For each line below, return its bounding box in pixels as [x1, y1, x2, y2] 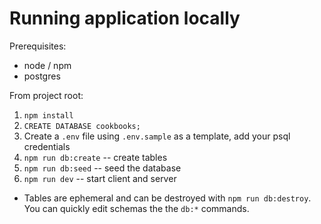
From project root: [9, 89, 84, 101]
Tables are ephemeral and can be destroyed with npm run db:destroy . [23, 192, 312, 204]
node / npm [23, 59, 72, 71]
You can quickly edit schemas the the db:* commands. [23, 202, 250, 214]
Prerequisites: [9, 40, 67, 52]
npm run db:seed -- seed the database [23, 162, 182, 174]
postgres [23, 70, 61, 82]
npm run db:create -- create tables [23, 151, 168, 163]
